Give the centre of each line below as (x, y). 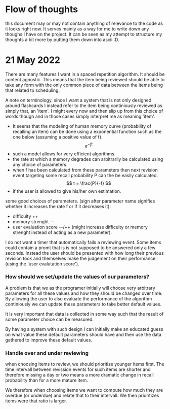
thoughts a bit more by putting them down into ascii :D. (62, 40)
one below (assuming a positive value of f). (57, 137)
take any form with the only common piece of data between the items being (84, 85)
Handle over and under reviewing (47, 353)
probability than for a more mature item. (47, 380)
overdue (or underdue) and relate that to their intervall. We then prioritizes (82, 396)
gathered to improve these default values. (49, 340)
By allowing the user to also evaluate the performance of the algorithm (79, 298)
